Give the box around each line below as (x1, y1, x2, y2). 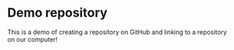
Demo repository (7, 5, 108, 21)
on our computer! (7, 35, 58, 43)
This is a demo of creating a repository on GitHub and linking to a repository (7, 28, 227, 36)
